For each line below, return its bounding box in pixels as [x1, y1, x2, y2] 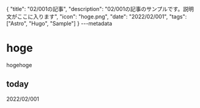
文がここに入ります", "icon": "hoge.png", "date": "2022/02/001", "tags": [6, 13, 187, 20]
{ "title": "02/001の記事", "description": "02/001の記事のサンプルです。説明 [6, 5, 194, 12]
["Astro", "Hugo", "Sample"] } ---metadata [6, 20, 113, 27]
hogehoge [6, 61, 32, 68]
